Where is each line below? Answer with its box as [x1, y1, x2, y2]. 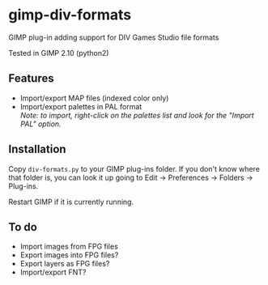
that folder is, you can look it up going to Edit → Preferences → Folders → [8, 172, 253, 182]
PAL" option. [19, 119, 62, 129]
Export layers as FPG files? [19, 259, 110, 269]
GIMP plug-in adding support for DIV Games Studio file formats [8, 32, 219, 42]
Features [8, 71, 54, 86]
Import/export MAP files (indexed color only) [19, 93, 169, 103]
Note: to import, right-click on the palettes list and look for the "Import [19, 110, 254, 120]
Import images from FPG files [19, 241, 119, 252]
